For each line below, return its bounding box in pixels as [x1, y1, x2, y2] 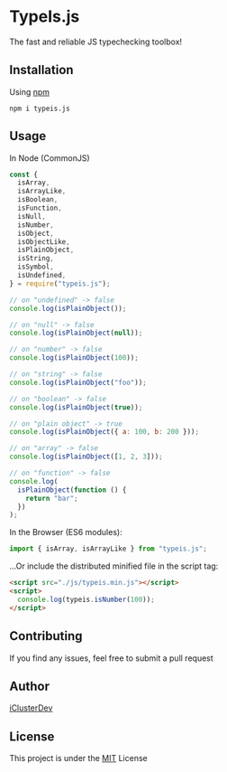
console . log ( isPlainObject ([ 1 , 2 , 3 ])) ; [9, 452, 164, 462]
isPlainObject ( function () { [17, 485, 127, 494]
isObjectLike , [17, 237, 70, 246]
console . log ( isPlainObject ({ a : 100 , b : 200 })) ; [9, 428, 200, 437]
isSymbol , [17, 262, 54, 272]
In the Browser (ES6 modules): [9, 527, 123, 538]
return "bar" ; [25, 494, 78, 503]
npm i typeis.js [9, 104, 70, 113]
